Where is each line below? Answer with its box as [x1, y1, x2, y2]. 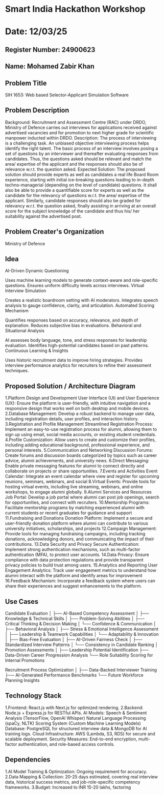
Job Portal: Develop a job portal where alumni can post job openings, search [5, 494, 160, 500]
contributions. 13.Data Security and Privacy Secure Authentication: [5, 541, 140, 547]
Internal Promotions [5, 657, 45, 663]
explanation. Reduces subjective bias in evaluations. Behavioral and [5, 323, 141, 328]
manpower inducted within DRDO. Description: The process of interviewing [5, 135, 157, 141]
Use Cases [5, 597, 39, 606]
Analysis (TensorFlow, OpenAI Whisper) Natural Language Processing [5, 715, 146, 721]
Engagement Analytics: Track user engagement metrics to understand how [5, 567, 157, 573]
